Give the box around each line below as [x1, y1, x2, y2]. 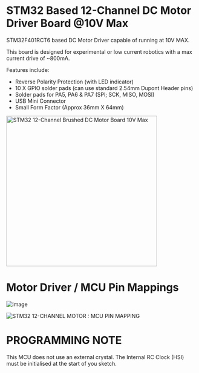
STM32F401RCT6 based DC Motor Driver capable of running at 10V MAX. [6, 36, 190, 44]
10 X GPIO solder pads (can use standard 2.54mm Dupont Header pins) [15, 84, 194, 91]
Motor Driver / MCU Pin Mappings [6, 281, 180, 294]
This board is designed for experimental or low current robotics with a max [6, 48, 192, 55]
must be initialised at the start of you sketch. [6, 360, 117, 367]
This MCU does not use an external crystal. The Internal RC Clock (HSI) [6, 353, 184, 360]
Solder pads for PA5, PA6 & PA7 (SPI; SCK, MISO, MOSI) [15, 91, 155, 98]
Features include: [6, 66, 50, 73]
